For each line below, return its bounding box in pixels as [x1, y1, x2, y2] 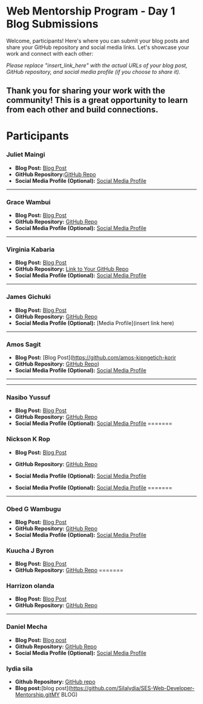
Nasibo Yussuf [6, 393, 51, 401]
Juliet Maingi [6, 150, 45, 159]
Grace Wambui [6, 198, 51, 206]
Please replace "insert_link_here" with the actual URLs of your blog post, [6, 62, 188, 69]
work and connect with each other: [6, 50, 94, 57]
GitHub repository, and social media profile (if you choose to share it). [6, 68, 181, 75]
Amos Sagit [6, 340, 41, 349]
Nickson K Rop [6, 435, 50, 443]
